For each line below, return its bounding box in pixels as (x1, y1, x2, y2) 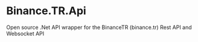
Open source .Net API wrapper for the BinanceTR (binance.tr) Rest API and (6, 24, 192, 31)
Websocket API (6, 30, 45, 37)
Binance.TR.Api (6, 4, 86, 18)
